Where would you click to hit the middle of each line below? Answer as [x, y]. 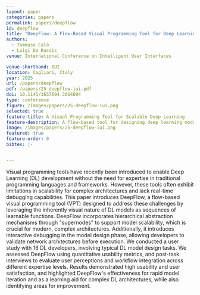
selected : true [25, 111]
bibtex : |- [20, 144]
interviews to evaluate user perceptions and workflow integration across [95, 260]
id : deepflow [22, 28]
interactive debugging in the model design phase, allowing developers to [95, 235]
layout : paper [24, 12]
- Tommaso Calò [30, 45]
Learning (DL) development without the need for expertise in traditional [93, 178]
